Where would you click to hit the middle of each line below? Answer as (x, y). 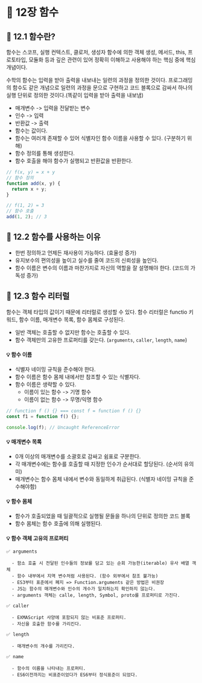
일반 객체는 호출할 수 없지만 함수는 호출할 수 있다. (73, 332)
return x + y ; (29, 189)
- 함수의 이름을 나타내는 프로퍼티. (49, 669)
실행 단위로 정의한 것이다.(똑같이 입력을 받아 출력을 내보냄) (75, 95)
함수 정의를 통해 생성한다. (45, 153)
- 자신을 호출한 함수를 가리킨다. (47, 624)
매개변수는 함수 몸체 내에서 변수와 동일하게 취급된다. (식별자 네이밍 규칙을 (101, 479)
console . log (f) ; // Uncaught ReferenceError (63, 427)
